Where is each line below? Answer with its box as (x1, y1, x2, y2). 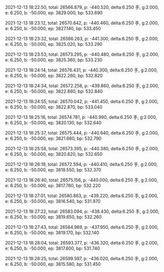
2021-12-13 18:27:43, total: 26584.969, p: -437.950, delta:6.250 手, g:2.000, (5, 224, 159, 230)
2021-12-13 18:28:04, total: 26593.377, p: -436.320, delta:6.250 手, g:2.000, (5, 240, 159, 245)
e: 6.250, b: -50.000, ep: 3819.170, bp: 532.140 (5, 230, 99, 236)
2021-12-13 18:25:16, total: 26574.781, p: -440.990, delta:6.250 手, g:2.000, (5, 114, 157, 120)
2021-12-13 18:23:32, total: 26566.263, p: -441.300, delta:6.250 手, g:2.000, (5, 36, 159, 41)
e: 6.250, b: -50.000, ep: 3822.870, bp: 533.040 (5, 104, 102, 110)
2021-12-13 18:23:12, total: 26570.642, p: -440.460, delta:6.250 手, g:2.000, (5, 20, 159, 26)
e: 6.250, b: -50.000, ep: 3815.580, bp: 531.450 (5, 261, 101, 267)
